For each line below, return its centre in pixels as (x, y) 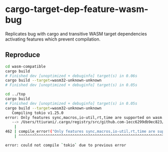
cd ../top (15, 94)
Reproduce (23, 55)
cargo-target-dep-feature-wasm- (77, 9)
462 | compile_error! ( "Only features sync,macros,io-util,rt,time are (80, 131)
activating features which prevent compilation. (53, 39)
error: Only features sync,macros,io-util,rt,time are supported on (78, 117)
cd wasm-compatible (25, 66)
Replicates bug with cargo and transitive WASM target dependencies (76, 34)
